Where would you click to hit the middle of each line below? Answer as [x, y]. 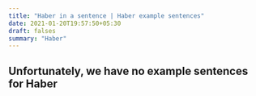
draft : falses [32, 31]
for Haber [33, 83]
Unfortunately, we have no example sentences [128, 71]
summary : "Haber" [38, 38]
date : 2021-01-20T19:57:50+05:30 [65, 23]
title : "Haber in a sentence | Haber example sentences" [107, 16]
